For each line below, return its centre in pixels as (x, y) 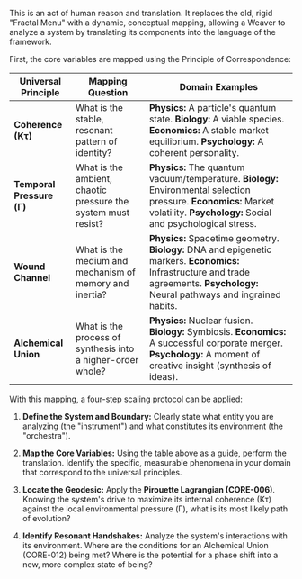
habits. (163, 306)
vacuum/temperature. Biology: (213, 179)
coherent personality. (194, 153)
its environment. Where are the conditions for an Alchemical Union (145, 545)
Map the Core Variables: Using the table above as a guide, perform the (155, 453)
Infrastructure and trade (199, 272)
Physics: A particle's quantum (213, 108)
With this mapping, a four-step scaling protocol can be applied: (126, 399)
